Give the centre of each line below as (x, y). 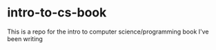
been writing (25, 38)
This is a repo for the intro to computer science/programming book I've (108, 32)
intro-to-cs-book (57, 13)
